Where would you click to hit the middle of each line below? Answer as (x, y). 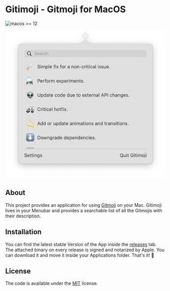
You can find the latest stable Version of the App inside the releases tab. (81, 244)
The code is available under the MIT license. (52, 283)
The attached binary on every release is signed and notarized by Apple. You (85, 250)
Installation (23, 232)
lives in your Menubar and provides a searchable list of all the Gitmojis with (84, 210)
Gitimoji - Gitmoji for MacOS (66, 9)
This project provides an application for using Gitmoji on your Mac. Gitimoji (83, 205)
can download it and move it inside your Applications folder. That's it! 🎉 (80, 255)
